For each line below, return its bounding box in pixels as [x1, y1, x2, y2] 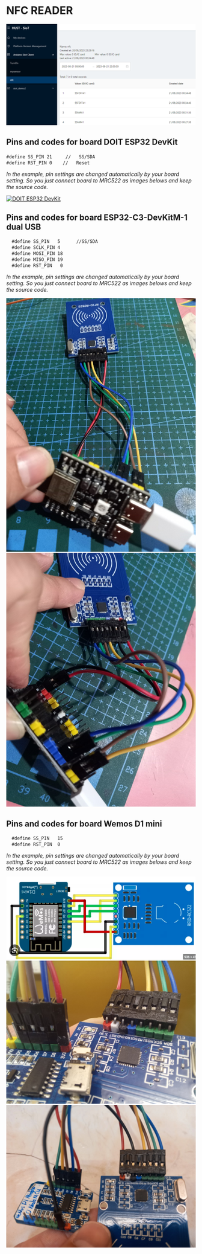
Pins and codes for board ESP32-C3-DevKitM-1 [6, 212, 188, 222]
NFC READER [6, 4, 73, 18]
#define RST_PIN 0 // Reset [6, 159, 90, 166]
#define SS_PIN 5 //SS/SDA [11, 239, 98, 245]
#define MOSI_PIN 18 [11, 251, 63, 257]
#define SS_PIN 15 [11, 835, 63, 841]
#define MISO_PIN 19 [11, 257, 63, 263]
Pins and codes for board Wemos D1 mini [6, 818, 162, 829]
